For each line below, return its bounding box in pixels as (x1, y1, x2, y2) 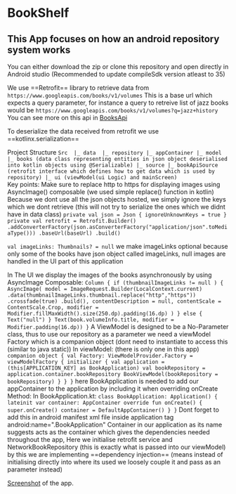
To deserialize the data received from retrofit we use (7, 127, 159, 135)
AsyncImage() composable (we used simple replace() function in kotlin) (7, 188, 214, 196)
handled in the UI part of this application (7, 257, 124, 265)
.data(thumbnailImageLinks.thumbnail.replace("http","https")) (7, 292, 197, 299)
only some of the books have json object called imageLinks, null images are (7, 249, 226, 258)
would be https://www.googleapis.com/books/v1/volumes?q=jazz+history (7, 106, 218, 114)
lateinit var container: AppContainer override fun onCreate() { (7, 399, 202, 406)
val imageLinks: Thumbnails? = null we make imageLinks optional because (7, 242, 228, 250)
